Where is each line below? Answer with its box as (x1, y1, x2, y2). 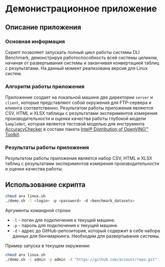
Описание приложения (5, 23, 81, 31)
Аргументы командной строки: (5, 207, 72, 213)
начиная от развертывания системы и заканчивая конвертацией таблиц (5, 59, 160, 65)
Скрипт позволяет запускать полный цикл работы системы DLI (5, 49, 140, 55)
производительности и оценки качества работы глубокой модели (5, 115, 146, 121)
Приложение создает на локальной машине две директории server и (5, 94, 153, 100)
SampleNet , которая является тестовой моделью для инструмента (5, 121, 145, 127)
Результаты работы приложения (5, 144, 89, 151)
